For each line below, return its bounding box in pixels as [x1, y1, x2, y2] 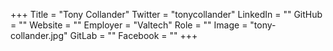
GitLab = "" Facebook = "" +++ [69, 30, 198, 41]
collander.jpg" [10, 30, 68, 41]
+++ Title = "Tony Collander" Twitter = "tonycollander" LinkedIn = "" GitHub [10, 9, 323, 20]
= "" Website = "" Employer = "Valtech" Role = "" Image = [10, 19, 248, 31]
